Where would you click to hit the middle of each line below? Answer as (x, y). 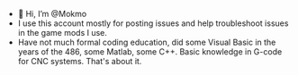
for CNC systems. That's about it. (80, 61)
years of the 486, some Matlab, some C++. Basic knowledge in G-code (150, 52)
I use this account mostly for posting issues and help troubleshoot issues (153, 23)
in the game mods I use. (63, 33)
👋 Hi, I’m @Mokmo (52, 14)
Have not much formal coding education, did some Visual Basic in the (147, 42)
